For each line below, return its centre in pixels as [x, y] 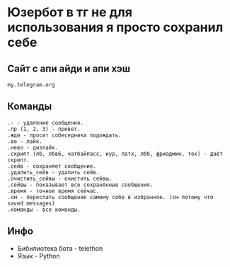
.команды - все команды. [44, 210]
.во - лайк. [25, 141]
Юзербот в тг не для [70, 12]
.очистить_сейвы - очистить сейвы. [60, 178]
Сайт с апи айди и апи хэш [69, 68]
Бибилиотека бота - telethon [60, 248]
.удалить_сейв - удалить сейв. [53, 172]
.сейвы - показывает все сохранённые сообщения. [80, 185]
